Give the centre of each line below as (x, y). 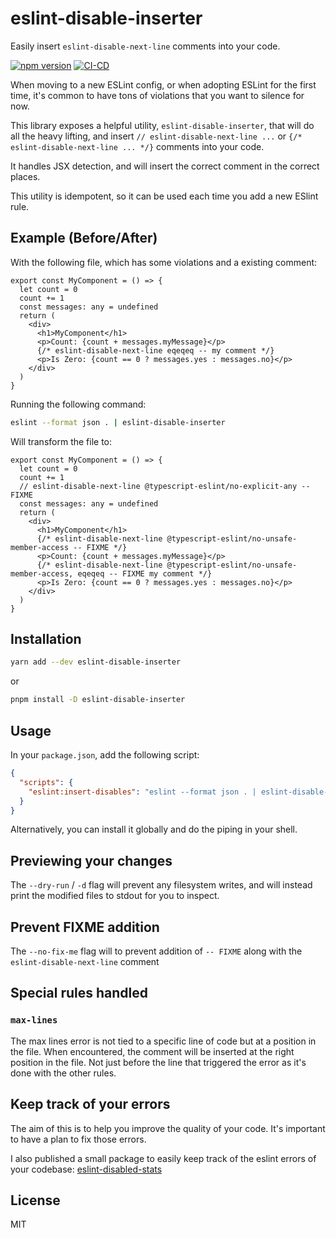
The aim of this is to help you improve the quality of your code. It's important (168, 1128)
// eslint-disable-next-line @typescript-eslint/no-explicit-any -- (165, 486)
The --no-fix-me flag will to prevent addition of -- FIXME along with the (156, 951)
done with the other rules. (63, 1073)
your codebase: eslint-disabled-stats (86, 1169)
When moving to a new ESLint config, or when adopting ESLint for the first (163, 84)
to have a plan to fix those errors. (78, 1139)
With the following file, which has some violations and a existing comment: (164, 262)
